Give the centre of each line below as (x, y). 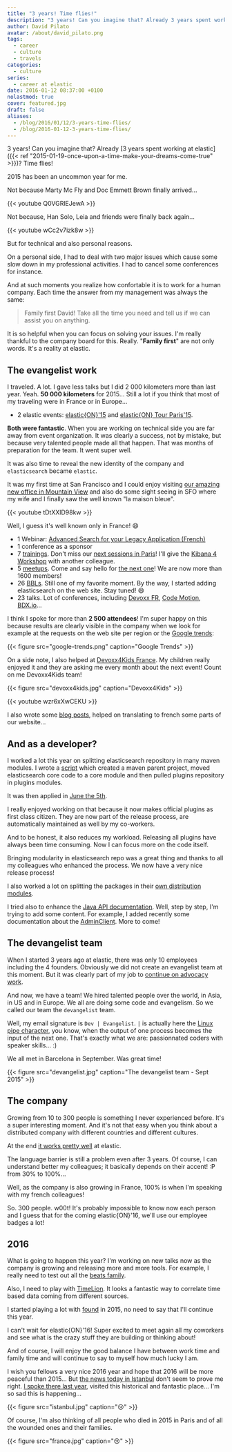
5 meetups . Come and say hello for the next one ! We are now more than (119, 569)
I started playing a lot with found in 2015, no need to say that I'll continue (110, 1310)
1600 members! (39, 576)
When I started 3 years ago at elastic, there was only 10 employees (103, 960)
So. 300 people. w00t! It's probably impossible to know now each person (112, 1208)
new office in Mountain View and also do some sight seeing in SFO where (112, 492)
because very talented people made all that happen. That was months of (110, 443)
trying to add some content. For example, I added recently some (98, 914)
